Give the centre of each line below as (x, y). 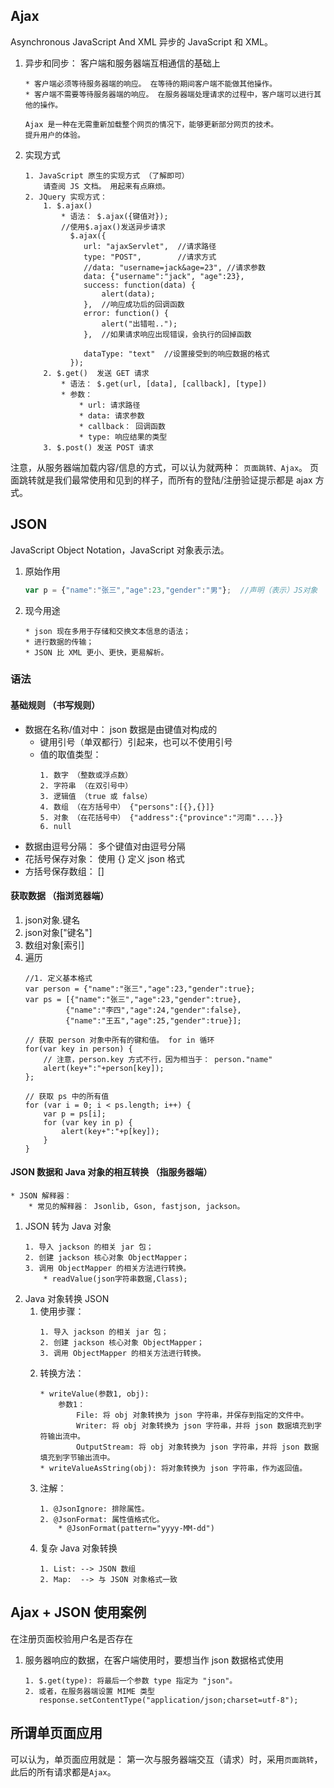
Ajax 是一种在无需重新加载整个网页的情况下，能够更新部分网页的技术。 (151, 124)
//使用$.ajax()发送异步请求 (113, 227)
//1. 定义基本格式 (58, 978)
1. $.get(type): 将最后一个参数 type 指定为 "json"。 (131, 1680)
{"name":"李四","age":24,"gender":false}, (153, 1010)
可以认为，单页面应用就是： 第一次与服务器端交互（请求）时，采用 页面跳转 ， (166, 1759)
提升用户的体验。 (54, 135)
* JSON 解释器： (41, 1196)
